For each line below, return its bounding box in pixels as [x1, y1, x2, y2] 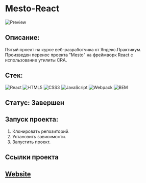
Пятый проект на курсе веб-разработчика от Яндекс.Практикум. [5, 46, 142, 52]
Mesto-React [5, 3, 60, 14]
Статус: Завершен [5, 98, 65, 107]
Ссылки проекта [5, 153, 59, 161]
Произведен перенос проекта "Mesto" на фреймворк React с [5, 52, 133, 58]
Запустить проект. [12, 139, 51, 145]
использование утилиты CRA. [5, 57, 67, 63]
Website [5, 170, 31, 178]
